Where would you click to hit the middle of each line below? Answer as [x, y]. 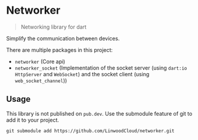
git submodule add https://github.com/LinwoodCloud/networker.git [90, 131]
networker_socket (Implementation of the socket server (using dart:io [101, 68]
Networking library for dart [53, 27]
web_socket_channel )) [41, 80]
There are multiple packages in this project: [60, 50]
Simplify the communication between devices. [63, 38]
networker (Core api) [40, 61]
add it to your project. [33, 120]
